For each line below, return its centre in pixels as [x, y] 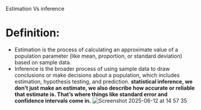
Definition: [33, 33]
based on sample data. [43, 62]
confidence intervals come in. [53, 100]
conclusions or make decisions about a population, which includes [97, 75]
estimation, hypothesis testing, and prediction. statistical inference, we [104, 81]
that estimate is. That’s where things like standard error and [91, 94]
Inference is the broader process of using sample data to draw [92, 69]
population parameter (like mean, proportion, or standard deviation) [98, 56]
